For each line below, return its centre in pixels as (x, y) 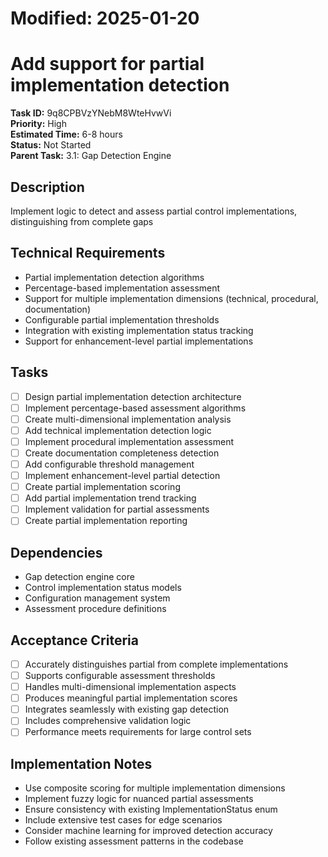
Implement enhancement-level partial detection (122, 475)
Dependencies (56, 552)
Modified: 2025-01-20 (105, 18)
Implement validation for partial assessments (117, 509)
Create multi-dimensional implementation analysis (128, 419)
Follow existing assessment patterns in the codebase (134, 841)
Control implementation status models (103, 588)
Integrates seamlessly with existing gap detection (127, 709)
